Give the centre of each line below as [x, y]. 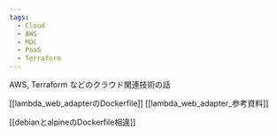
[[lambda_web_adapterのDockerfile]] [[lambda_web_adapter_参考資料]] [139, 103]
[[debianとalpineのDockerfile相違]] [73, 122]
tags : [19, 17]
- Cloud [31, 26]
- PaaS [29, 50]
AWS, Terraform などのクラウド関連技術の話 [90, 84]
